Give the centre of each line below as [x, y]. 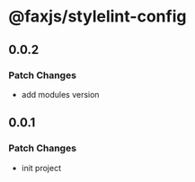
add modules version [60, 94]
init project [41, 168]
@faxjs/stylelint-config [97, 17]
